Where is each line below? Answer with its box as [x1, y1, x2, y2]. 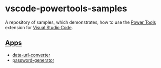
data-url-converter [12, 52, 51, 58]
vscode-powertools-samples [5, 3, 127, 14]
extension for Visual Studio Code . [5, 24, 73, 30]
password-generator [12, 57, 55, 63]
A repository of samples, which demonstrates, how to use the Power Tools [5, 19, 156, 25]
